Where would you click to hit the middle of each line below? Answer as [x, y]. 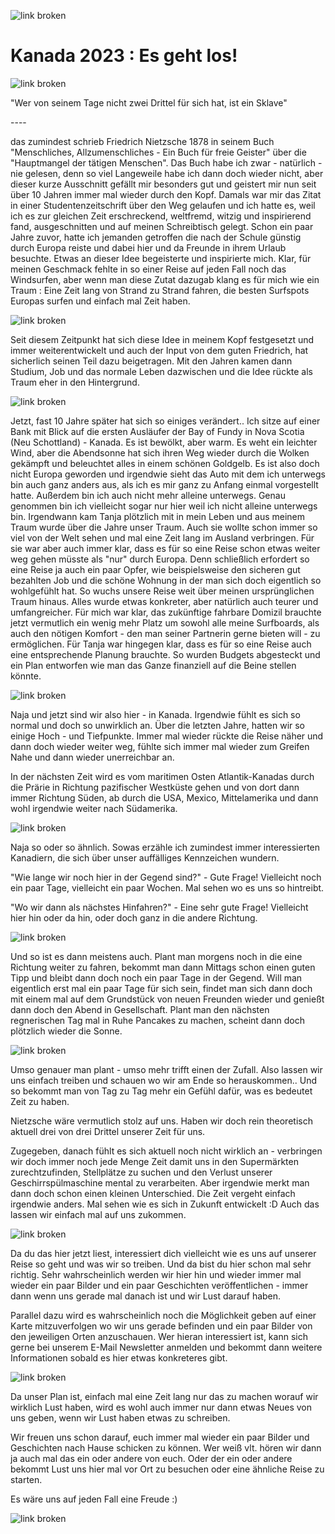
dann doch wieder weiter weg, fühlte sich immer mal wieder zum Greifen [160, 746]
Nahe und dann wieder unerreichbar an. [92, 757]
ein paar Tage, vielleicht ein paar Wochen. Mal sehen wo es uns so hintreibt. [167, 887]
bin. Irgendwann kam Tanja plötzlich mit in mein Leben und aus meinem [157, 516]
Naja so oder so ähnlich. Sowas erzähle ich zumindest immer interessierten [165, 847]
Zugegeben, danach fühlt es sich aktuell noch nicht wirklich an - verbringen [166, 1151]
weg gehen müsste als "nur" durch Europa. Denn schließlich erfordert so [160, 559]
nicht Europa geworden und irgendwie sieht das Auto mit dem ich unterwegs [168, 474]
